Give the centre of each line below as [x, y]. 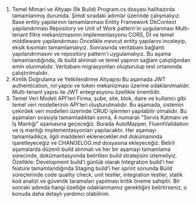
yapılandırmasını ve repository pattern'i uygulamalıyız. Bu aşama [91, 54]
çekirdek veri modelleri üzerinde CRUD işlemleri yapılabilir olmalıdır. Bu [99, 111]
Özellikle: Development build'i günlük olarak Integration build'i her [93, 162]
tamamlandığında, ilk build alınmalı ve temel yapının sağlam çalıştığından [101, 60]
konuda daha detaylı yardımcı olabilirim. [61, 194]
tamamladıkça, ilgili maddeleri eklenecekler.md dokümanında [87, 137]
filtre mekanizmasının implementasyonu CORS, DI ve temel [102, 35]
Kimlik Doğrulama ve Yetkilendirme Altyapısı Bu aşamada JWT [89, 79]
